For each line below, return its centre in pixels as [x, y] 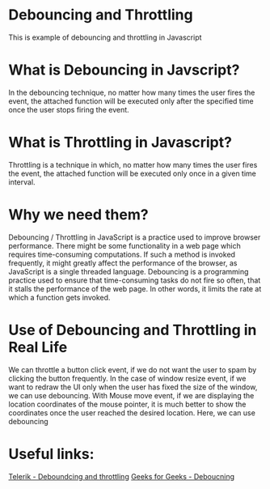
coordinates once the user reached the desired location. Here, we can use [132, 412]
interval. [22, 182]
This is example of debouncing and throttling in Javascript [105, 37]
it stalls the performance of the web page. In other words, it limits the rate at [135, 288]
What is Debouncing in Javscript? [124, 70]
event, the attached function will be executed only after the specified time [131, 101]
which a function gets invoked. [59, 297]
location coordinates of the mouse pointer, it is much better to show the [127, 404]
